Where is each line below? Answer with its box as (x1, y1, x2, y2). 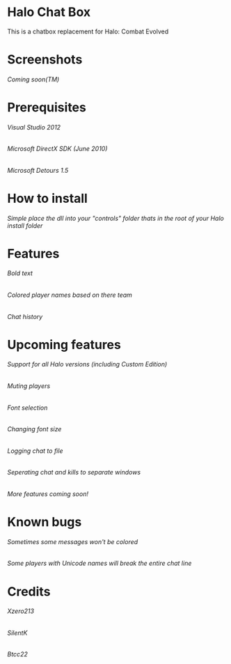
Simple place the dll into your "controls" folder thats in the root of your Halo (7, 214, 224, 222)
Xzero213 (7, 607, 35, 615)
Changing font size (7, 425, 62, 433)
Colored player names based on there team (7, 291, 132, 299)
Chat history (7, 312, 43, 321)
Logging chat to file (7, 447, 63, 455)
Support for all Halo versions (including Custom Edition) (7, 360, 168, 369)
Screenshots (7, 52, 83, 68)
